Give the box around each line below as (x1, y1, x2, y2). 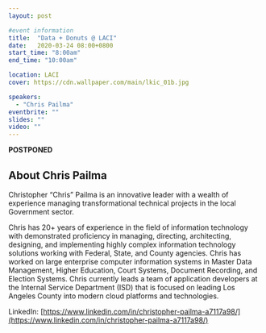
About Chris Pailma (8, 169, 107, 182)
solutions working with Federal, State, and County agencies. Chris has (8, 248, 242, 258)
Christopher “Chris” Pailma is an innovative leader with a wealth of (8, 189, 229, 199)
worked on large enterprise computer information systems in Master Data (8, 256, 252, 266)
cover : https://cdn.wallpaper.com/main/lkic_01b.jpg (8, 78, 189, 86)
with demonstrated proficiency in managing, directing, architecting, (8, 231, 232, 240)
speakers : (8, 93, 42, 101)
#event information (8, 26, 74, 35)
